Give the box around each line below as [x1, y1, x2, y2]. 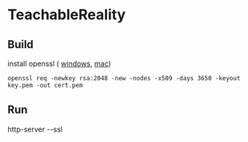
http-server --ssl [7, 124, 63, 134]
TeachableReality [7, 6, 126, 24]
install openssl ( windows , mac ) [7, 59, 111, 68]
